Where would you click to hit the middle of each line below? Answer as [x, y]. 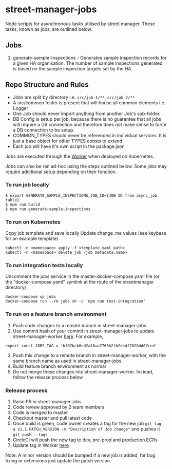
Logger [20, 108]
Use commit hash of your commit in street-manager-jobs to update [84, 331]
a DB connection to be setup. [43, 130]
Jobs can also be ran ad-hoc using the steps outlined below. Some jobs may [86, 166]
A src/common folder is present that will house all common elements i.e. [89, 102]
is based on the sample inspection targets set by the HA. [72, 68]
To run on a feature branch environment [56, 314]
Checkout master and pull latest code [52, 418]
